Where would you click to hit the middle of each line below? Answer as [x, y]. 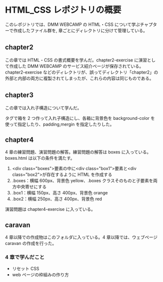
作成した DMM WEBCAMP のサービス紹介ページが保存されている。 [76, 66]
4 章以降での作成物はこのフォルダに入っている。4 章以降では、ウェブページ [81, 237]
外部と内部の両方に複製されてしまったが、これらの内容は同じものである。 [80, 78]
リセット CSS [26, 269]
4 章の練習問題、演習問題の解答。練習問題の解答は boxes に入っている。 [78, 152]
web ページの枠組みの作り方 [40, 275]
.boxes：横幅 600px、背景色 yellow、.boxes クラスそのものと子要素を [82, 181]
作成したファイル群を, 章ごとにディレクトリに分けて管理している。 [80, 30]
